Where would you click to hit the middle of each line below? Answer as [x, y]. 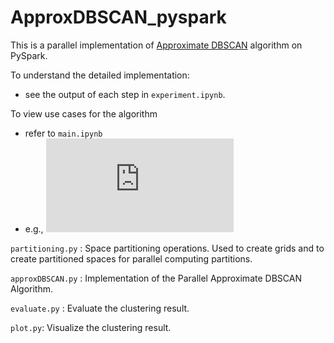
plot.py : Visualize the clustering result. [91, 327]
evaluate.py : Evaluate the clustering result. [100, 308]
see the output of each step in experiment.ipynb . [125, 94]
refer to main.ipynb [63, 133]
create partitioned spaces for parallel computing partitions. [131, 258]
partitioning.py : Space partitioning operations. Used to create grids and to [167, 248]
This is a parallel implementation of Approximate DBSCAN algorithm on [156, 45]
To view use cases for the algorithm [84, 113]
